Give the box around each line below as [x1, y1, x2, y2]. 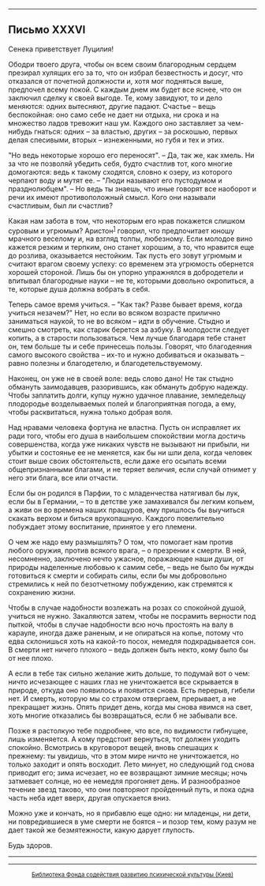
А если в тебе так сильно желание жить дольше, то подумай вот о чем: [8, 669, 250, 678]
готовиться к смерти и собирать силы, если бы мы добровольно [8, 571, 227, 581]
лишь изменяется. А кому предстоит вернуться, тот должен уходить [8, 734, 241, 744]
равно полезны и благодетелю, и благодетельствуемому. [8, 359, 203, 368]
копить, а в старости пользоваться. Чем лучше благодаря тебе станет [8, 334, 246, 343]
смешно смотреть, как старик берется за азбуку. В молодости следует [8, 325, 250, 334]
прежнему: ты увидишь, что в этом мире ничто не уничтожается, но [8, 752, 240, 761]
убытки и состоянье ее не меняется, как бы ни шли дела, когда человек [8, 448, 252, 458]
